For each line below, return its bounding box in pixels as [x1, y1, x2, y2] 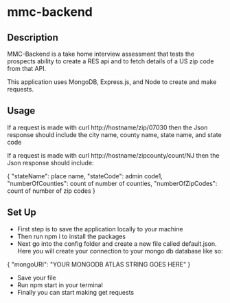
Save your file [16, 273, 56, 282]
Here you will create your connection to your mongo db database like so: [16, 247, 223, 255]
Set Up [7, 207, 36, 218]
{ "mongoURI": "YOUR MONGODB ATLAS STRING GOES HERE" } [7, 260, 191, 269]
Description [7, 32, 58, 43]
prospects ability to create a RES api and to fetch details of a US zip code [7, 57, 214, 65]
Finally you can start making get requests [16, 288, 135, 296]
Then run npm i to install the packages [16, 232, 126, 240]
